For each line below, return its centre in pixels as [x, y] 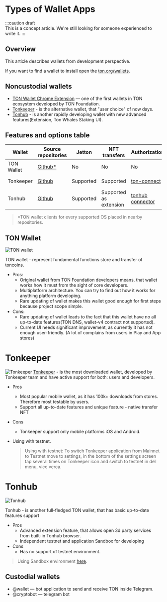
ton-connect [146, 181]
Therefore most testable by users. [54, 402]
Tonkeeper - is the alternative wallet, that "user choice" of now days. [83, 109]
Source [52, 149]
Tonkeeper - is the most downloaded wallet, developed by [93, 372]
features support [22, 515]
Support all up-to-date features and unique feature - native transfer [89, 407]
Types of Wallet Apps [50, 9]
